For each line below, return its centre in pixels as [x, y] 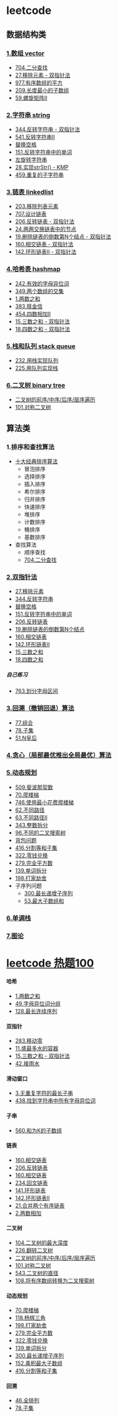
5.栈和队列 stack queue [41, 346]
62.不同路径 [30, 809]
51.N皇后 [26, 738]
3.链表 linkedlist [30, 192]
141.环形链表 [30, 1190]
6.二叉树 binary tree [36, 385]
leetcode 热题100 [50, 963]
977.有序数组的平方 [39, 82]
